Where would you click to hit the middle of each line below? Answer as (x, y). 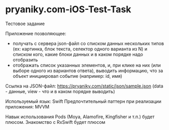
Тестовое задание (25, 24)
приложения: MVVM (27, 106)
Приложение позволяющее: (36, 33)
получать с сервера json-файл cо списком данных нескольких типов (88, 43)
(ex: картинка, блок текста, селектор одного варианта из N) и (80, 49)
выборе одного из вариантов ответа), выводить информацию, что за (88, 71)
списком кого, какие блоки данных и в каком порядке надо (78, 54)
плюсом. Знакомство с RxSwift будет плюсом (55, 122)
